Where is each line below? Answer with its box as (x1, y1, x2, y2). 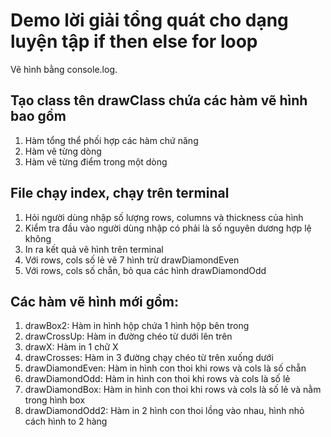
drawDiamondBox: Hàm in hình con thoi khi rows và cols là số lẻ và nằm (24, 384, 322, 396)
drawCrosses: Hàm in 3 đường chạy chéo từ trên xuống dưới (24, 352, 274, 364)
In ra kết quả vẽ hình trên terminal (24, 243, 164, 255)
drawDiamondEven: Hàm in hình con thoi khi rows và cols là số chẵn (24, 362, 307, 374)
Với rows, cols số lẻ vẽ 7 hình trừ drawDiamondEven (24, 254, 240, 266)
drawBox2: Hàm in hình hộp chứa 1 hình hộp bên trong (24, 320, 250, 332)
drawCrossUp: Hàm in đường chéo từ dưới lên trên (24, 330, 233, 343)
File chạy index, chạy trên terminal (10, 185, 230, 202)
